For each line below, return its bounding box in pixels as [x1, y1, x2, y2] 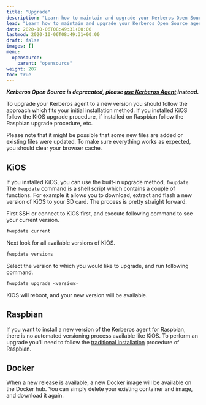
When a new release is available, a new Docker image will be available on [6, 379, 192, 386]
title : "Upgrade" [6, 9, 51, 15]
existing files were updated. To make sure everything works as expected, [6, 138, 191, 146]
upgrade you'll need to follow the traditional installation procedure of [6, 338, 180, 346]
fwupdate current [6, 228, 51, 234]
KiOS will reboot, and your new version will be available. [6, 291, 148, 299]
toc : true [6, 72, 32, 78]
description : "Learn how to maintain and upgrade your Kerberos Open [6, 15, 188, 21]
